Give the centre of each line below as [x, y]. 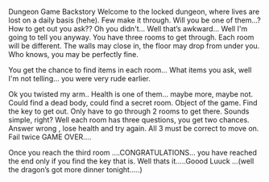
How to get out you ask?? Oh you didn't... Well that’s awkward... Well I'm [128, 29]
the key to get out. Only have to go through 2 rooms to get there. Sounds [129, 111]
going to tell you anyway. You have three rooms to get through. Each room [131, 37]
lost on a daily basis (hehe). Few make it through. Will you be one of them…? [135, 20]
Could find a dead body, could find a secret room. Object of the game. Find [133, 103]
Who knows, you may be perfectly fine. [73, 54]
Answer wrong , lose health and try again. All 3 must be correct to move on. [134, 128]
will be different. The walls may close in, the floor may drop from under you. [134, 46]
